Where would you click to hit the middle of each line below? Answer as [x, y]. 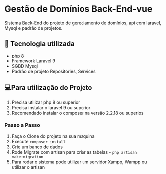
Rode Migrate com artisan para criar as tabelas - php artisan [74, 152]
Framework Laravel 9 [34, 61]
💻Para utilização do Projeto [48, 88]
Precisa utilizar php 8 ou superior [46, 102]
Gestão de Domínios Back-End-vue [79, 9]
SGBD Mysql [25, 66]
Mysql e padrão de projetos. [34, 28]
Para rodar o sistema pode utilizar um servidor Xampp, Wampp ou [79, 162]
